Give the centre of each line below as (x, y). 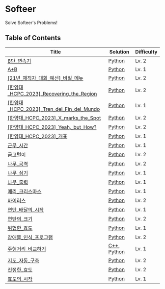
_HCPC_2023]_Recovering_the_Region (52, 94)
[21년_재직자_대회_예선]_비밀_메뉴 (45, 78)
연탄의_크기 (20, 219)
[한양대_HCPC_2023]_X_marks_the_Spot (54, 118)
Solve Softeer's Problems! (31, 23)
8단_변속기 (19, 61)
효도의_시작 (20, 279)
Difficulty (146, 51)
